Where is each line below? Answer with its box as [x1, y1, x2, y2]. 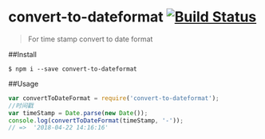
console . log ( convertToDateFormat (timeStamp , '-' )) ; [8, 116, 184, 125]
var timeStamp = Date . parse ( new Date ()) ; [8, 109, 148, 117]
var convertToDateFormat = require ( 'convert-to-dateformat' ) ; [8, 94, 220, 102]
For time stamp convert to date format [27, 34, 153, 44]
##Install [8, 49, 38, 59]
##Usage [8, 79, 39, 88]
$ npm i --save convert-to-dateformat [8, 64, 137, 73]
